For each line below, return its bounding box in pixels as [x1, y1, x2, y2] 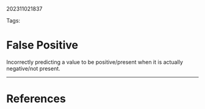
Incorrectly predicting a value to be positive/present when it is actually [6, 58, 183, 66]
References [6, 92, 66, 106]
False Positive [6, 38, 78, 52]
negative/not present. [6, 65, 61, 72]
